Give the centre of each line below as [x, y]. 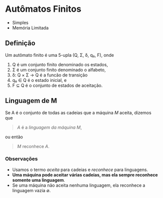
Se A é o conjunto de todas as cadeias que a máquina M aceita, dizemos [78, 112]
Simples [20, 23]
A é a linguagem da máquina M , [49, 127]
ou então [14, 137]
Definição [20, 43]
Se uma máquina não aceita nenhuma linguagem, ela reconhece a [79, 185]
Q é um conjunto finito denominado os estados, [60, 64]
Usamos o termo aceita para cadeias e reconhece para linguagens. [80, 170]
